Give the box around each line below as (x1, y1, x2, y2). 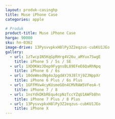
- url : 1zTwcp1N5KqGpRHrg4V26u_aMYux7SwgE (10, 54, 101, 59)
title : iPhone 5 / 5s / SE (14, 59, 71, 64)
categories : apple (5, 17, 44, 22)
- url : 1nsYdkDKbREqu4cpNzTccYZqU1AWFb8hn (10, 92, 101, 97)
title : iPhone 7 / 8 (14, 87, 58, 92)
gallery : (5, 49, 24, 55)
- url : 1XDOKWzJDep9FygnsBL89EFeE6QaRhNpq (10, 64, 101, 69)
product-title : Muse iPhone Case (5, 31, 76, 36)
